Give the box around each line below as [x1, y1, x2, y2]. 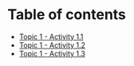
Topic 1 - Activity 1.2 [18, 40, 85, 49]
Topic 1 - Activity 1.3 [18, 49, 85, 58]
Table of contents [7, 6, 127, 24]
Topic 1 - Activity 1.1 [18, 32, 84, 41]
